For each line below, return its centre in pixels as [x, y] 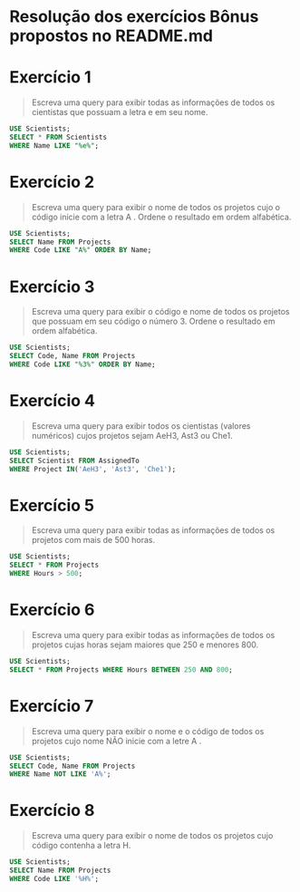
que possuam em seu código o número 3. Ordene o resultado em [153, 321]
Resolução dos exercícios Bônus [134, 17]
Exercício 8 [52, 811]
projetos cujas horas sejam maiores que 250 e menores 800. [145, 645]
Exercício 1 [51, 78]
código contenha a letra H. [81, 846]
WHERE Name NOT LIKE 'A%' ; [60, 774]
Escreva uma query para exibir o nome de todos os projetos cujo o [156, 207]
